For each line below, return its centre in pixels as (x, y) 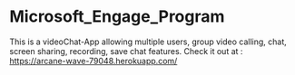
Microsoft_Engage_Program (117, 17)
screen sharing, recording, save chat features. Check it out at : (126, 51)
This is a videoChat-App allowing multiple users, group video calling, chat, (148, 42)
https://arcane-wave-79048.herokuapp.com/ (93, 61)
